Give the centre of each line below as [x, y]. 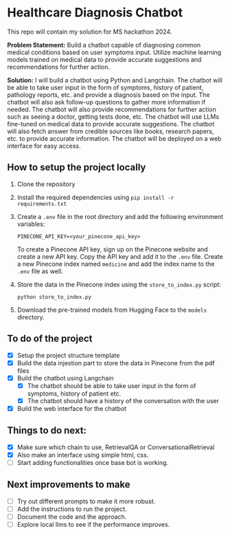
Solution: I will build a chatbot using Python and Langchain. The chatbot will [115, 80]
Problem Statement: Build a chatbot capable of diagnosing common [104, 45]
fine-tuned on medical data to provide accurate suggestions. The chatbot [111, 124]
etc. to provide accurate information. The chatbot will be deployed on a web [114, 138]
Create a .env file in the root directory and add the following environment [120, 216]
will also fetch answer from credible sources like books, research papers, [111, 131]
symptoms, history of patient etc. [74, 394]
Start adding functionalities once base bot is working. [93, 462]
